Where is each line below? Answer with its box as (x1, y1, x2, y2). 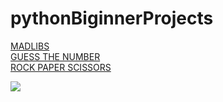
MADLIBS (10, 40, 50, 52)
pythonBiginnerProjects (10, 7, 214, 30)
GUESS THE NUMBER (10, 50, 101, 62)
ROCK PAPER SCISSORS (10, 61, 112, 73)
